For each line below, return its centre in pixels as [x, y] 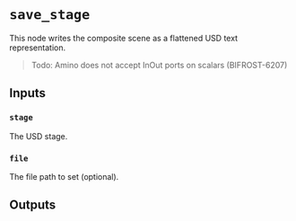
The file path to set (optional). [64, 176]
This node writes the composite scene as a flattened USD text [124, 38]
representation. [37, 48]
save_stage [50, 15]
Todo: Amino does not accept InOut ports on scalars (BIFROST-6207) [159, 65]
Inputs [28, 93]
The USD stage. [39, 136]
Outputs [33, 205]
